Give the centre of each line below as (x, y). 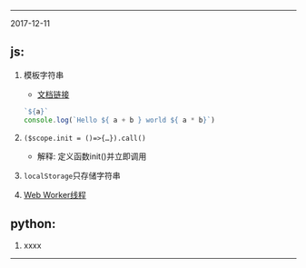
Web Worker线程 (55, 194)
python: (33, 223)
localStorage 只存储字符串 (72, 175)
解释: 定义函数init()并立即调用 (92, 156)
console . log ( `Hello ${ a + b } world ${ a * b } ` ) (119, 120)
